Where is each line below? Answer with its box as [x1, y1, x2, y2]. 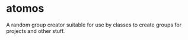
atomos [6, 2, 44, 15]
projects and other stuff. [6, 27, 65, 34]
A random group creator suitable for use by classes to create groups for [6, 21, 182, 28]
